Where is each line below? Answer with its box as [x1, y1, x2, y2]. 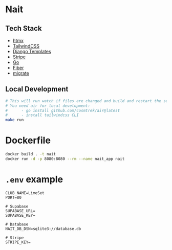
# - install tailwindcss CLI [5, 112, 79, 118]
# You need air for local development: [5, 103, 91, 108]
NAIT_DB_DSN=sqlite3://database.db [5, 226, 81, 231]
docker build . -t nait [5, 152, 56, 157]
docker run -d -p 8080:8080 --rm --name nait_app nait [5, 156, 125, 162]
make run [5, 118, 24, 123]
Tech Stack [5, 24, 42, 33]
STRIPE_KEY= [5, 239, 31, 245]
